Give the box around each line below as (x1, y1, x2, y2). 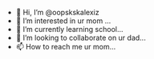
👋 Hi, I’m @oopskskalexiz (15, 8, 99, 17)
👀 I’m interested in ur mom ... (15, 16, 111, 26)
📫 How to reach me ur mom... (15, 42, 116, 51)
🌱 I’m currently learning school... (15, 25, 124, 33)
